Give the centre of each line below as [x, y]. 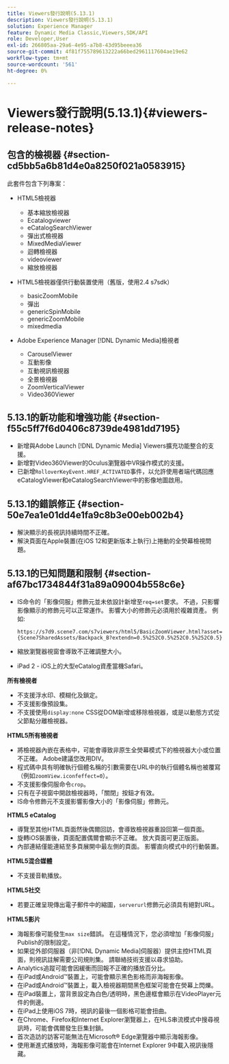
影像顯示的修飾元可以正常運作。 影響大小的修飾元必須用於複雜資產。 [113, 610]
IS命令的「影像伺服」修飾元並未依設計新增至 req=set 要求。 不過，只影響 [118, 601]
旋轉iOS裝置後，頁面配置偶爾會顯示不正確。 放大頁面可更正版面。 [110, 838]
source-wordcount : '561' [42, 64]
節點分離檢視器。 [47, 721]
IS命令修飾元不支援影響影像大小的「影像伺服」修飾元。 [95, 801]
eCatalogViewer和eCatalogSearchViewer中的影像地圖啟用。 [102, 480]
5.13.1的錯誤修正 [41, 504]
